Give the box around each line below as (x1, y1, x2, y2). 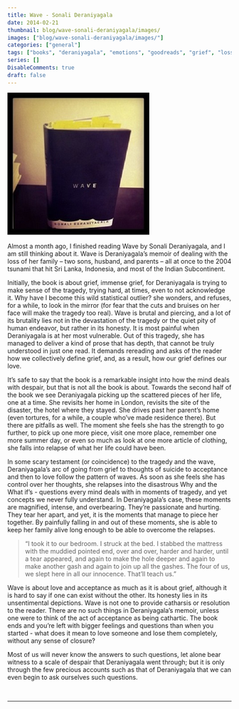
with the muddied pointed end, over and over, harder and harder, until (24, 547, 229, 555)
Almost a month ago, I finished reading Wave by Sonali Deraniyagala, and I (7, 242, 225, 250)
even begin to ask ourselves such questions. (7, 673, 138, 681)
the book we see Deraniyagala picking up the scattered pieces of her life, (7, 390, 222, 399)
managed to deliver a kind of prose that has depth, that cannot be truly (7, 338, 215, 347)
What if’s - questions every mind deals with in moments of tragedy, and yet (7, 487, 228, 496)
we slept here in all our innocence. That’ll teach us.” (24, 569, 176, 578)
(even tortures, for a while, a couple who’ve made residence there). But (7, 413, 216, 422)
